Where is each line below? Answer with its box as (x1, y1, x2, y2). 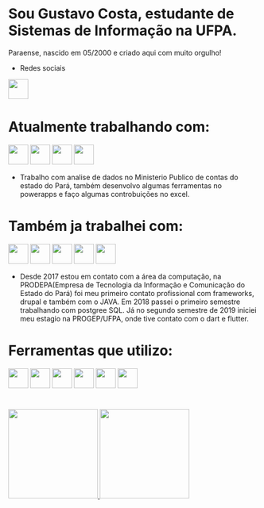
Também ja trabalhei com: (8, 217, 184, 235)
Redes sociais (19, 63, 66, 72)
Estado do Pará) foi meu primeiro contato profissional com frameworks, (19, 288, 254, 298)
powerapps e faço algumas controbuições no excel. (19, 189, 190, 198)
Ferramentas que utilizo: (8, 342, 173, 360)
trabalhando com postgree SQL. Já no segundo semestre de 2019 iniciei (19, 305, 257, 314)
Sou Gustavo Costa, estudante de (8, 5, 235, 23)
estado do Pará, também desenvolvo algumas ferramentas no (19, 180, 223, 190)
